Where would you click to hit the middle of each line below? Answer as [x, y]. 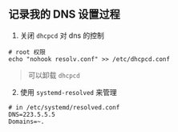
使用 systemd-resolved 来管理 [69, 92]
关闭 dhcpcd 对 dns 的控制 [62, 35]
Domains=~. [26, 122]
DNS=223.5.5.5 [32, 114]
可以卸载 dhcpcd [54, 75]
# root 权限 [27, 52]
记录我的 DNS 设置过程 [64, 14]
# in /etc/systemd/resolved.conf [64, 107]
